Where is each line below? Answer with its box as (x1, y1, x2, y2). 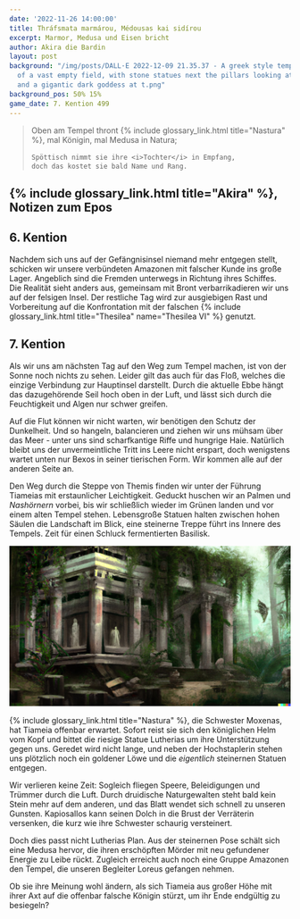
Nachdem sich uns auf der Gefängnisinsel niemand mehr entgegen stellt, (9, 254, 279, 264)
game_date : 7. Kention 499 (9, 99, 110, 108)
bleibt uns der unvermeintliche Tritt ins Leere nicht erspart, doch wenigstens (9, 444, 290, 455)
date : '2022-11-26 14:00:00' (9, 14, 118, 23)
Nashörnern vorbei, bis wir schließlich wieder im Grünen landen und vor (9, 499, 274, 510)
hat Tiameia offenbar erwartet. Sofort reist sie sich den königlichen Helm (9, 724, 277, 736)
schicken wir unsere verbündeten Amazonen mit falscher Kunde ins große (9, 263, 282, 274)
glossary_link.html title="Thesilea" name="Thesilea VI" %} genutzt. (9, 311, 256, 322)
